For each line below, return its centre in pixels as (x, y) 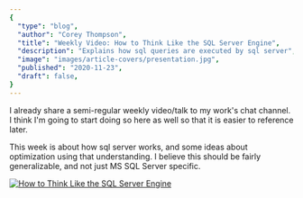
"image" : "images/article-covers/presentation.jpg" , (119, 59)
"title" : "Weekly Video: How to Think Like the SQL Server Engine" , (149, 43)
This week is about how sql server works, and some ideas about (129, 147)
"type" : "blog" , (48, 26)
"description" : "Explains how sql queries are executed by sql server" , (157, 51)
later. (19, 129)
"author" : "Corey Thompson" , (72, 34)
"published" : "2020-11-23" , (70, 68)
